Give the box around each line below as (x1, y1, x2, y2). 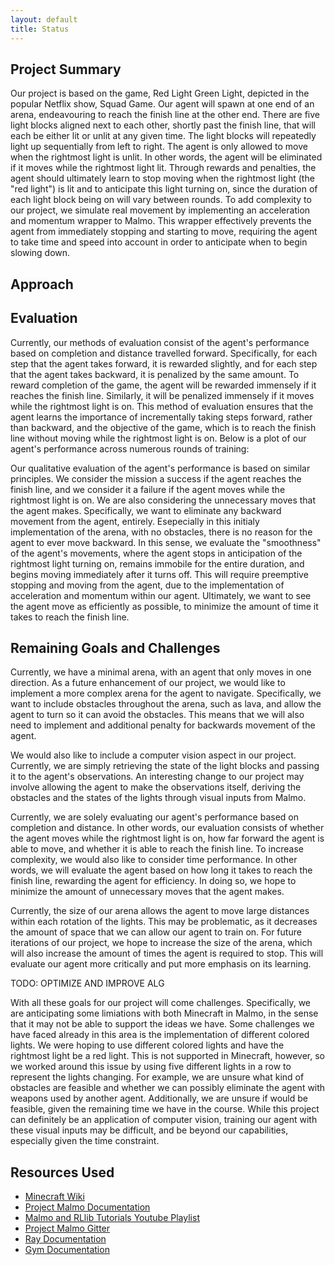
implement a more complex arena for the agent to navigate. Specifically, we (10, 687, 322, 700)
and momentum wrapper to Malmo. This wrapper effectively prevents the (10, 215, 312, 227)
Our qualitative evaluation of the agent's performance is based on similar (10, 462, 311, 474)
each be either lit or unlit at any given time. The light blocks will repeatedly (10, 130, 317, 142)
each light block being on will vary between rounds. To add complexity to (10, 194, 312, 206)
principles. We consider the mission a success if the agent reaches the (10, 472, 302, 485)
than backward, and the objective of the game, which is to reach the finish (10, 421, 317, 433)
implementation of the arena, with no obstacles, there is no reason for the (10, 526, 313, 538)
